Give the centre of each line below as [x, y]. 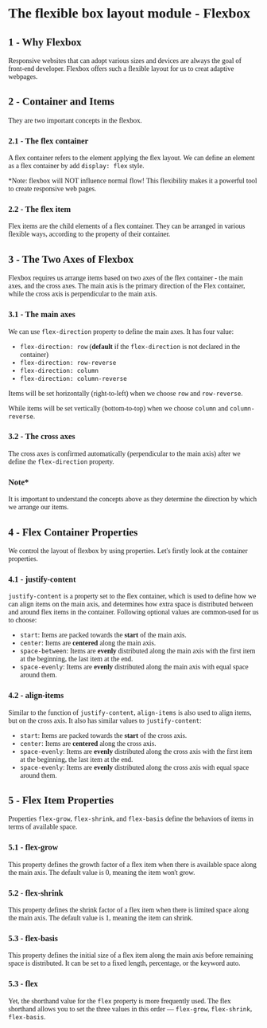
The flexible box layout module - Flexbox [129, 13]
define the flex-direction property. [61, 462]
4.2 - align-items [36, 696]
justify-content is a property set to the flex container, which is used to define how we [132, 596]
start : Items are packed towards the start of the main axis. [103, 636]
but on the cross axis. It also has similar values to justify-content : [105, 721]
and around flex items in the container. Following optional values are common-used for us [133, 612]
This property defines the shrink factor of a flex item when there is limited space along [129, 910]
